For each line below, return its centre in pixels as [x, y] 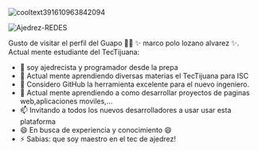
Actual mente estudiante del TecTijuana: [74, 52]
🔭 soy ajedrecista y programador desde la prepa [99, 67]
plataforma [37, 122]
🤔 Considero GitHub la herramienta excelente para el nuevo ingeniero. [134, 84]
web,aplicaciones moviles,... [66, 101]
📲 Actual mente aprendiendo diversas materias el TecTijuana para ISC [134, 76]
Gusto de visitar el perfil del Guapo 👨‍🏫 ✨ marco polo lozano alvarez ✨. [124, 43]
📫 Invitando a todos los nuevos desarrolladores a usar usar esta [125, 110]
